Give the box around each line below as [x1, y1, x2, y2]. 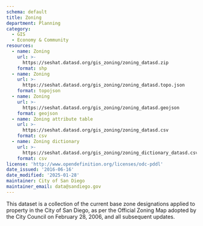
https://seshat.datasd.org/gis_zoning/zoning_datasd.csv [22, 127, 169, 133]
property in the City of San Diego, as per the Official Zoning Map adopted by [6, 207, 196, 214]
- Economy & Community [11, 37, 69, 43]
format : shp [17, 65, 47, 71]
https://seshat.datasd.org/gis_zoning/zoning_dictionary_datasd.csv [22, 150, 199, 156]
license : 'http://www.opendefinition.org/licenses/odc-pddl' [6, 161, 164, 167]
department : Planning [6, 20, 61, 26]
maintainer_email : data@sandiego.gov [6, 184, 101, 190]
